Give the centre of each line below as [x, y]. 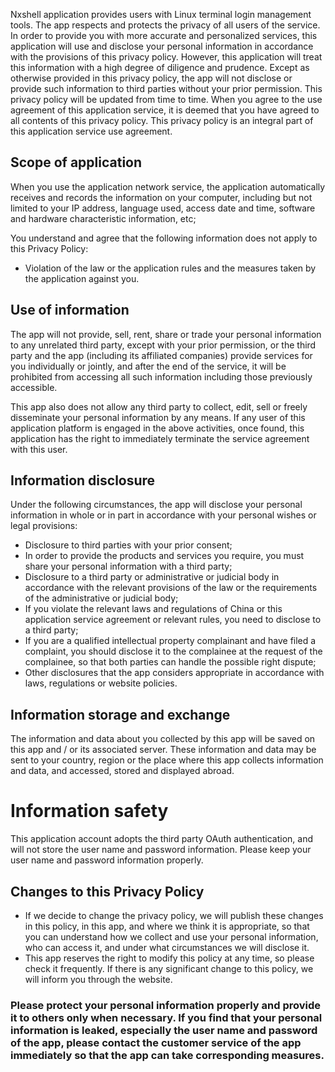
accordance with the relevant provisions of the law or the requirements [171, 588]
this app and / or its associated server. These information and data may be [163, 750]
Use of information [70, 310]
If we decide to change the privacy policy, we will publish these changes [174, 915]
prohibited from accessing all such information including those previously [161, 376]
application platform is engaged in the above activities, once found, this [157, 428]
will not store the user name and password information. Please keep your [161, 850]
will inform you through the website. [98, 979]
